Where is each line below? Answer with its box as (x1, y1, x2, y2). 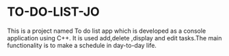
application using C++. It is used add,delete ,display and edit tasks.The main (7, 33, 222, 42)
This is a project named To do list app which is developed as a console (7, 27, 206, 35)
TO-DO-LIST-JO (7, 4, 100, 20)
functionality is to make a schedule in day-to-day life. (7, 41, 157, 49)
